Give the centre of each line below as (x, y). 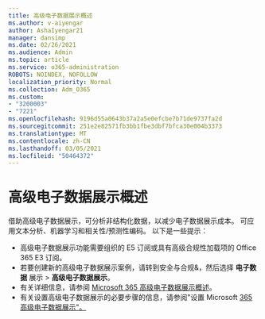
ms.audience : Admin (41, 52)
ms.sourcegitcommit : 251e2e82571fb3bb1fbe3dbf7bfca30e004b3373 (115, 126)
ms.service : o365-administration (64, 67)
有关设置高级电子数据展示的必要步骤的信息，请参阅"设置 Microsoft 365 (136, 298)
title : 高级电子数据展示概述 (51, 15)
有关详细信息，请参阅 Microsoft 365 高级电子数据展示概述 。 (118, 287)
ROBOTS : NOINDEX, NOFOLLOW (53, 75)
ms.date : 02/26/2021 (43, 45)
